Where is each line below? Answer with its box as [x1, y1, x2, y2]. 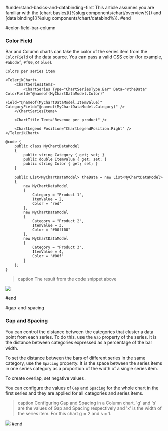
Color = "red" [32, 201, 62, 206]
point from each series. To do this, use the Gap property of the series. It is [5, 334, 157, 340]
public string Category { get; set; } [23, 153, 105, 158]
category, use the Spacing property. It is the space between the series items [5, 360, 162, 366]
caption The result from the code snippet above [17, 276, 117, 282]
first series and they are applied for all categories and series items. [5, 390, 144, 396]
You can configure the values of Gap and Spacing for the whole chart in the [5, 385, 159, 391]
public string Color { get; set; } [23, 161, 98, 166]
